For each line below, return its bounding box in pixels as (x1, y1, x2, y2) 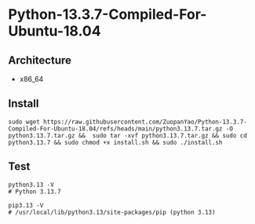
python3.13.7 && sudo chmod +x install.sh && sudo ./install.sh (8, 138, 223, 146)
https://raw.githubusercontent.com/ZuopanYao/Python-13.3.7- (42, 118, 247, 126)
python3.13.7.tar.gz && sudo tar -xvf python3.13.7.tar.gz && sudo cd (8, 131, 247, 139)
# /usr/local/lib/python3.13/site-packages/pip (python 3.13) (8, 208, 216, 216)
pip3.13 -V (8, 201, 44, 209)
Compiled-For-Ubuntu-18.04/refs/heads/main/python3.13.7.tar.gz (8, 124, 223, 133)
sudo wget (8, 118, 41, 126)
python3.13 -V (8, 181, 55, 189)
